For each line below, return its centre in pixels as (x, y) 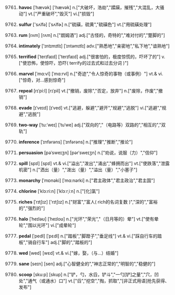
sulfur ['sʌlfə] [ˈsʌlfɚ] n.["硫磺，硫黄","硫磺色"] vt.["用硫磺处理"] (85, 24)
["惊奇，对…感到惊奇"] (42, 80)
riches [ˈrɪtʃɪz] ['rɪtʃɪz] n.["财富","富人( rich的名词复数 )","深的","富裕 (88, 202)
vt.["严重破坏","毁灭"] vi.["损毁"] (61, 14)
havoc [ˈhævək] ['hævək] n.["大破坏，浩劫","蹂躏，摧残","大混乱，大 (89, 7)
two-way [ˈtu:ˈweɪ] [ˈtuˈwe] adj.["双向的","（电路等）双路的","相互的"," (90, 125)
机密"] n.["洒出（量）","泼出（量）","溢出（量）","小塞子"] (78, 170)
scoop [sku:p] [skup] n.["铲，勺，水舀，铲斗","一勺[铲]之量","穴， (86, 275)
